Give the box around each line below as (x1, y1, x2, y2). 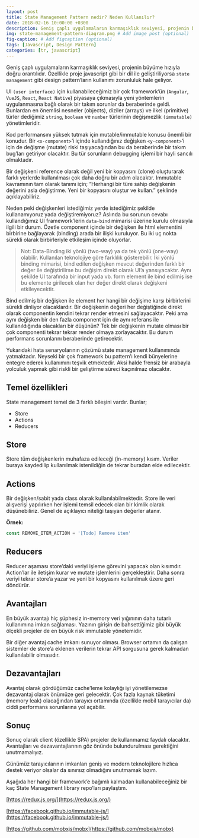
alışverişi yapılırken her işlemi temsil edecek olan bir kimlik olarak (6, 501, 165, 508)
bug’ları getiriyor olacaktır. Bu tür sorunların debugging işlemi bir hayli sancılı (6, 150, 193, 157)
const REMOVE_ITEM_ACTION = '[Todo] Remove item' (6, 530, 131, 537)
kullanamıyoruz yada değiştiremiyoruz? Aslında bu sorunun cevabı (6, 210, 168, 218)
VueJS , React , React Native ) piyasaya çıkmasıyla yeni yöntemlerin (6, 94, 165, 101)
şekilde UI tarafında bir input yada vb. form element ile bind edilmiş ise (20, 273, 193, 280)
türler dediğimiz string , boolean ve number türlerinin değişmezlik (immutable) (6, 113, 192, 120)
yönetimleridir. (6, 119, 41, 127)
